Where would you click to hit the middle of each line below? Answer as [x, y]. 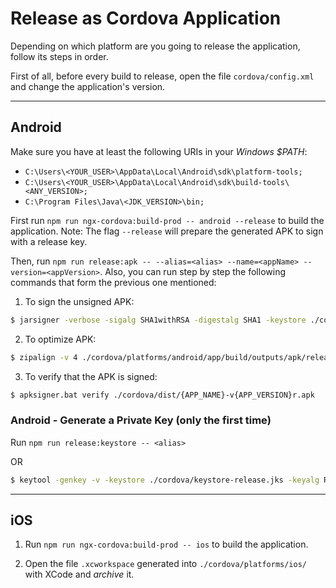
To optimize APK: [60, 339]
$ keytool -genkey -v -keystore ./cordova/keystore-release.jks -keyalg [165, 480]
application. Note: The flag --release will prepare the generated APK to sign [167, 231]
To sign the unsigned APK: [79, 301]
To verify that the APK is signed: [91, 376]
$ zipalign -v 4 [44, 357]
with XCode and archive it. [79, 574]
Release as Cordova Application [146, 18]
